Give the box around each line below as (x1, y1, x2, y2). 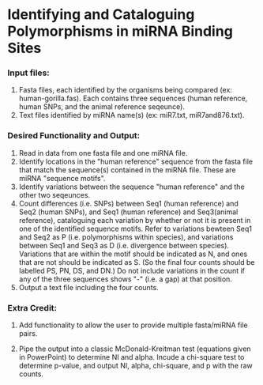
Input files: (7, 67, 51, 78)
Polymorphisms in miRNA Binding (7, 22, 234, 40)
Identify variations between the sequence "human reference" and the (18, 182, 246, 191)
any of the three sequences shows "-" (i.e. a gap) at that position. (18, 274, 232, 284)
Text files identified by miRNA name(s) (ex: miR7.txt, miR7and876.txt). (18, 111, 245, 120)
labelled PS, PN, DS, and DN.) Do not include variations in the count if (18, 266, 246, 275)
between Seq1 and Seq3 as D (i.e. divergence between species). (18, 240, 230, 250)
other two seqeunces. (18, 190, 91, 199)
